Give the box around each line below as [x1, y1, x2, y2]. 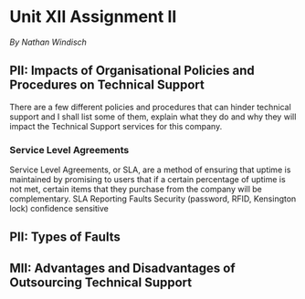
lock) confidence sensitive [9, 203, 110, 214]
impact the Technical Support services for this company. [9, 120, 223, 131]
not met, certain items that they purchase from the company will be [9, 184, 262, 195]
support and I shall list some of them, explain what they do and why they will [9, 111, 297, 122]
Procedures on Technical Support [9, 77, 205, 93]
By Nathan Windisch [9, 36, 87, 47]
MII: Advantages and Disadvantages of [9, 260, 236, 275]
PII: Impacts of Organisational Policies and [9, 63, 255, 78]
